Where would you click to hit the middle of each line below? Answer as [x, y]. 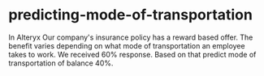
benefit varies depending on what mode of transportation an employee [127, 45]
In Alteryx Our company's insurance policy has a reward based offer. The [131, 37]
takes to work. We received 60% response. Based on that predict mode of [132, 54]
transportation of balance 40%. [61, 63]
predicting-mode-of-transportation [131, 15]
